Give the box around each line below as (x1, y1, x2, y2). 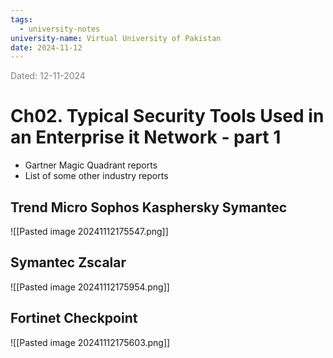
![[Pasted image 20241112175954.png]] (10, 281, 170, 293)
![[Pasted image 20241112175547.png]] (10, 226, 169, 237)
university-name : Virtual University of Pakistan (10, 33, 222, 43)
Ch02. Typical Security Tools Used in (10, 105, 325, 128)
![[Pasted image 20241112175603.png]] (10, 336, 171, 348)
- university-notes (19, 24, 101, 34)
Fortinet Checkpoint (10, 310, 138, 327)
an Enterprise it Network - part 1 (10, 126, 282, 149)
